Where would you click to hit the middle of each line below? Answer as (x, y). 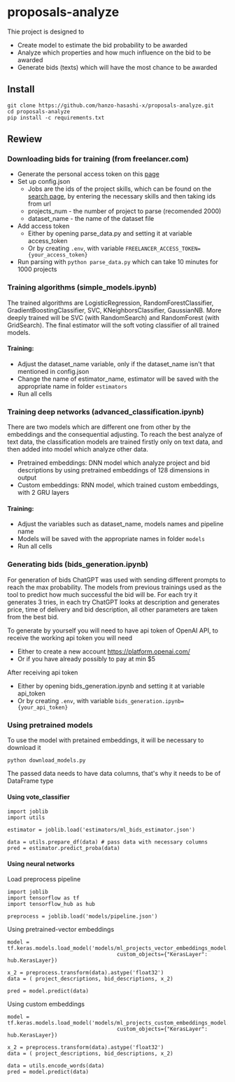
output (27, 478)
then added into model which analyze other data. (78, 449)
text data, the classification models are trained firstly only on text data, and (115, 442)
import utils (26, 818)
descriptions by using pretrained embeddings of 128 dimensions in (113, 470)
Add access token (43, 226)
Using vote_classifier (38, 797)
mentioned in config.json (53, 371)
